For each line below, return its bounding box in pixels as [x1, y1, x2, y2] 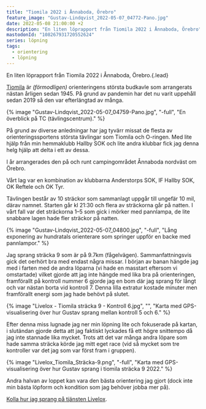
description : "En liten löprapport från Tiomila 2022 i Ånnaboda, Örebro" [6, 26, 202, 32]
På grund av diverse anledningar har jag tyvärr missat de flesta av [6, 126, 173, 134]
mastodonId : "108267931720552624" [6, 32, 95, 38]
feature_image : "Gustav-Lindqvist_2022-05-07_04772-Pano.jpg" [6, 15, 169, 21]
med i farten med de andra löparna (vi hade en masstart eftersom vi [6, 264, 178, 272]
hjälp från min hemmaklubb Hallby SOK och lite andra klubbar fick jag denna [6, 139, 199, 147]
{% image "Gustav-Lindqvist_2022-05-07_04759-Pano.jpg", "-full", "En [6, 108, 186, 115]
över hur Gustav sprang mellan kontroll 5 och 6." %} [39, 308, 170, 316]
